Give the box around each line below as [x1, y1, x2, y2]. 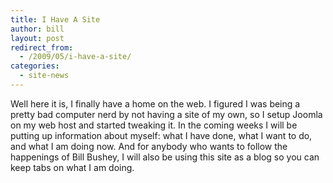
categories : [10, 61, 60, 71]
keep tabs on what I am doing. [10, 161, 135, 173]
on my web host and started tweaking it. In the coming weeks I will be [10, 119, 298, 131]
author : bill [10, 24, 65, 34]
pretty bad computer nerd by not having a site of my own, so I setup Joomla [10, 108, 323, 120]
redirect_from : [10, 42, 74, 53]
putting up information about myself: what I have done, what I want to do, [10, 129, 313, 141]
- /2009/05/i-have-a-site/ [19, 52, 132, 62]
